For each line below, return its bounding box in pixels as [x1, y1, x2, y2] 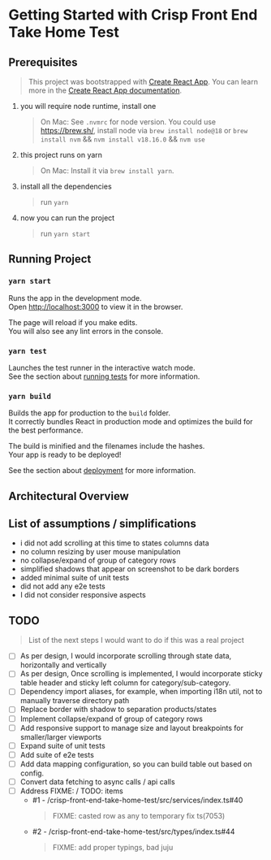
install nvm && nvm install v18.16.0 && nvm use [40, 134, 205, 144]
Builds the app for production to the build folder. [8, 408, 171, 418]
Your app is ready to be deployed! [8, 450, 122, 460]
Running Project [8, 252, 92, 266]
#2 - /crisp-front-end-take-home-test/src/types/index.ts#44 [32, 827, 235, 836]
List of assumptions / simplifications [8, 517, 196, 531]
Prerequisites [8, 55, 78, 69]
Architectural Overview [8, 489, 130, 503]
